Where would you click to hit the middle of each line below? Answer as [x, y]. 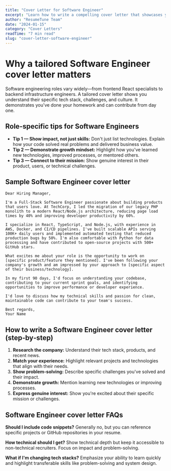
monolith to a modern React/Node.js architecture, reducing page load [82, 212]
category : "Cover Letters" [34, 29]
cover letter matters [48, 75]
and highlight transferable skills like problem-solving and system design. [81, 463]
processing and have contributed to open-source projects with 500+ [79, 243]
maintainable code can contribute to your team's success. [69, 301]
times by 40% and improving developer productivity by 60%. [70, 216]
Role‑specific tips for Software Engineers [72, 126]
